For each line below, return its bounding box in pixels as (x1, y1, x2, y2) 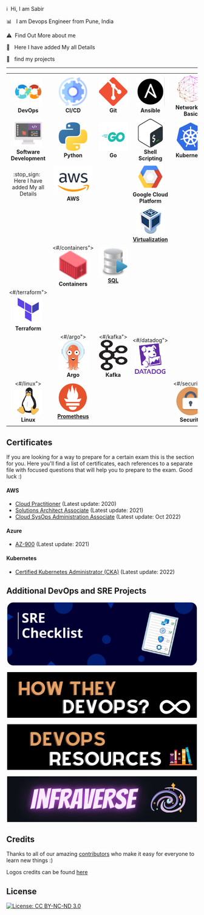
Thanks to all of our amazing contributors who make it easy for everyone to (6, 850, 195, 858)
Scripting (138, 155, 163, 162)
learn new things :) (6, 857, 53, 864)
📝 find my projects (6, 55, 55, 63)
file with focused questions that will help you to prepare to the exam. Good (6, 466, 193, 474)
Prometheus (57, 413, 89, 419)
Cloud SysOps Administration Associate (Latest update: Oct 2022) (15, 513, 181, 521)
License (6, 886, 37, 897)
